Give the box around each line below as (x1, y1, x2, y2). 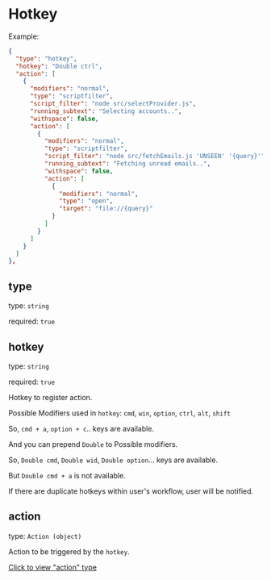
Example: (8, 31, 40, 41)
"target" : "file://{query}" (59, 205, 153, 213)
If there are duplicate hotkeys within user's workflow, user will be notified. (8, 486, 254, 496)
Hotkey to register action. (8, 392, 93, 402)
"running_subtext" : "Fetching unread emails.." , (44, 160, 211, 168)
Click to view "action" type (8, 562, 97, 572)
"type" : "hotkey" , (15, 54, 78, 63)
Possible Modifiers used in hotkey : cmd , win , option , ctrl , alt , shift (8, 408, 231, 418)
